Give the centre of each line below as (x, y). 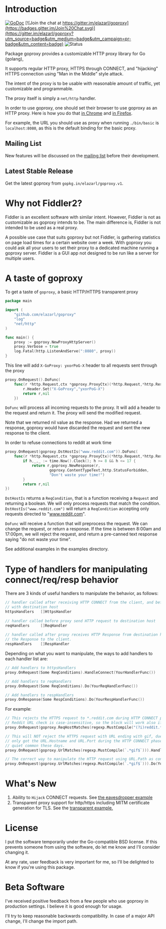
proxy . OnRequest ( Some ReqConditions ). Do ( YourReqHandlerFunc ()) (72, 686)
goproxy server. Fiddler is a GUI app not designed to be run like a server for (82, 253)
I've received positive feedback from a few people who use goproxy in (77, 901)
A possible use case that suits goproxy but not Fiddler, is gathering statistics (83, 237)
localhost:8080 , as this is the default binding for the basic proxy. (71, 128)
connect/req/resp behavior (62, 580)
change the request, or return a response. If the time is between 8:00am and (83, 529)
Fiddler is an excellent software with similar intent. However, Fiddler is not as (83, 217)
